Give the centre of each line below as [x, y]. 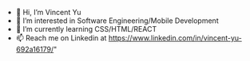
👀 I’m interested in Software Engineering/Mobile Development [117, 21]
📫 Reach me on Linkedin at [61, 38]
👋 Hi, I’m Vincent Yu [48, 12]
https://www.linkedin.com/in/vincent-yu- [175, 38]
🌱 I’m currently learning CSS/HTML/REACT [86, 29]
